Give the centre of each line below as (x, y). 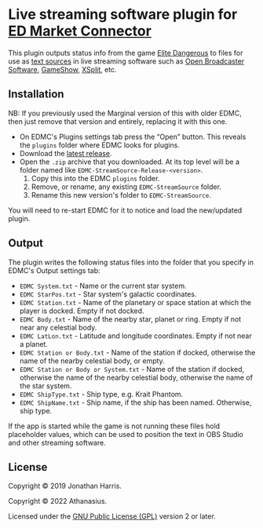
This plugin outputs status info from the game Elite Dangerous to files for (126, 53)
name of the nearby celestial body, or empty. (92, 360)
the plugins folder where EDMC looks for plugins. (100, 145)
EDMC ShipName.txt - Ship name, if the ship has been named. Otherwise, (135, 402)
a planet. (34, 344)
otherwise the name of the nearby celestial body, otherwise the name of (136, 377)
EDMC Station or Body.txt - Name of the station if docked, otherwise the (137, 352)
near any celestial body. (58, 327)
